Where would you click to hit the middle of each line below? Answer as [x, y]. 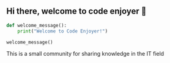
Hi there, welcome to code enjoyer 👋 [76, 11]
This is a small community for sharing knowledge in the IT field [85, 54]
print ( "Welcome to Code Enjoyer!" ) [63, 31]
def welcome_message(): [37, 25]
